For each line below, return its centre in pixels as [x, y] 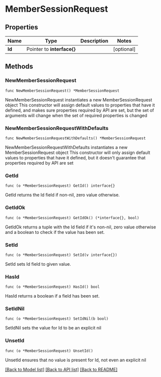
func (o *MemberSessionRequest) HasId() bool [52, 287]
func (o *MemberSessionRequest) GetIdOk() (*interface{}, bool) [72, 218]
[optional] [124, 49]
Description [94, 41]
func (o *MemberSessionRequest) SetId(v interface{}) [61, 255]
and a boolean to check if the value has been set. [55, 232]
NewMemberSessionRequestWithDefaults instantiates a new [66, 147]
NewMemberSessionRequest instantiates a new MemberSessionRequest [79, 100]
